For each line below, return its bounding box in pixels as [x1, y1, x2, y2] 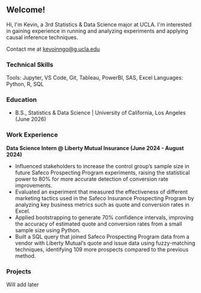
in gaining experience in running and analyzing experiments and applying [6, 27, 188, 34]
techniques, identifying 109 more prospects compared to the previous [14, 245, 189, 253]
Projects [6, 267, 31, 276]
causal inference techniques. [6, 33, 78, 41]
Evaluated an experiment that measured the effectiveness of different [14, 188, 188, 195]
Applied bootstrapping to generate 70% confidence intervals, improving [14, 213, 194, 221]
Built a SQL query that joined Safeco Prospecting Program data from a [14, 233, 190, 240]
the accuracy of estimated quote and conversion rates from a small [14, 220, 182, 227]
